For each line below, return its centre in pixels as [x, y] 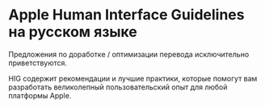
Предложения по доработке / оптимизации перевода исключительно [129, 54]
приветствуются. [38, 63]
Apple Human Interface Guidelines [126, 15]
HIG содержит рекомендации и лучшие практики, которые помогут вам [133, 78]
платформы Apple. [40, 95]
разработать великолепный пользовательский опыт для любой [118, 87]
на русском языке [73, 32]
